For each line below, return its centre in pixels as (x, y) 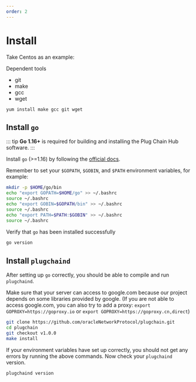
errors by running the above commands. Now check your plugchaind (89, 356)
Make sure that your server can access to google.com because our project (97, 293)
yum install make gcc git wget (44, 109)
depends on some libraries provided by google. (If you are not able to (90, 299)
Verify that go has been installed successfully (61, 232)
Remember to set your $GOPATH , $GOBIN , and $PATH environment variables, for (98, 171)
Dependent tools (26, 68)
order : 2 (17, 11)
